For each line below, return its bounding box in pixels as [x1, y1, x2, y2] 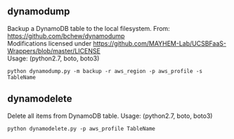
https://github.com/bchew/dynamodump [7, 32, 125, 40]
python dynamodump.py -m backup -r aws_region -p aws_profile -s [7, 67, 202, 74]
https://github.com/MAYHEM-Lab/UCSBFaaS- [93, 39, 227, 48]
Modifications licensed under [7, 39, 92, 48]
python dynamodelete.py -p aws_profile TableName [7, 125, 156, 132]
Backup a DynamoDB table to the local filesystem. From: [7, 24, 170, 32]
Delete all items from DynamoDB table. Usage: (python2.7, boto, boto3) [7, 112, 213, 120]
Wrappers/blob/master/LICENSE [7, 46, 100, 55]
